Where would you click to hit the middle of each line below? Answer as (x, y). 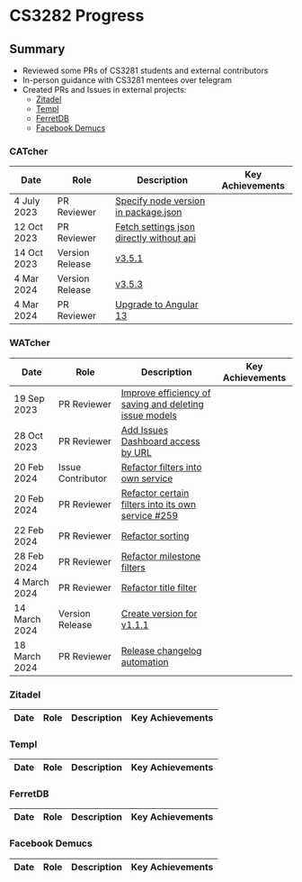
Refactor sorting (155, 535)
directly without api (155, 238)
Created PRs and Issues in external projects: (104, 90)
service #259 (149, 515)
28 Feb (29, 556)
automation (145, 661)
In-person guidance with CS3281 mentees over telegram (127, 80)
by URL (137, 452)
